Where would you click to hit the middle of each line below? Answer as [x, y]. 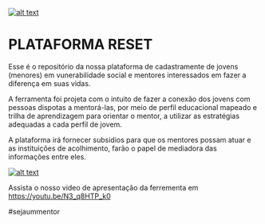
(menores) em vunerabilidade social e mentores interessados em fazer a [127, 75]
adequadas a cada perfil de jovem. [65, 124]
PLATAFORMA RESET [81, 45]
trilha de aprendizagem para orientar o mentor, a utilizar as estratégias [124, 116]
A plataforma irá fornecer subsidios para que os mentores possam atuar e [130, 140]
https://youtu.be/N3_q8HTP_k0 [60, 196]
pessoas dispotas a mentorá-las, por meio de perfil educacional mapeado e [133, 107]
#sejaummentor [34, 211]
